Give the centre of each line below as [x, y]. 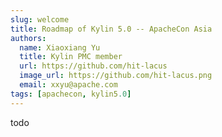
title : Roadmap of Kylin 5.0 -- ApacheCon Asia [111, 29]
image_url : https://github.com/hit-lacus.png [116, 76]
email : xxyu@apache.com [68, 85]
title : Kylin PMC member [71, 57]
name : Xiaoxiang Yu [60, 47]
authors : [28, 38]
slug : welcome [40, 19]
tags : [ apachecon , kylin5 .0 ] [71, 94]
